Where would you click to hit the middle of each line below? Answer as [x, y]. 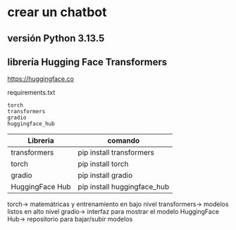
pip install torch [103, 164]
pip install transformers [116, 153]
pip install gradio [105, 175]
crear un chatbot [57, 12]
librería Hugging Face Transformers [87, 62]
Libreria [41, 141]
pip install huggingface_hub [124, 187]
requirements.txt [31, 93]
